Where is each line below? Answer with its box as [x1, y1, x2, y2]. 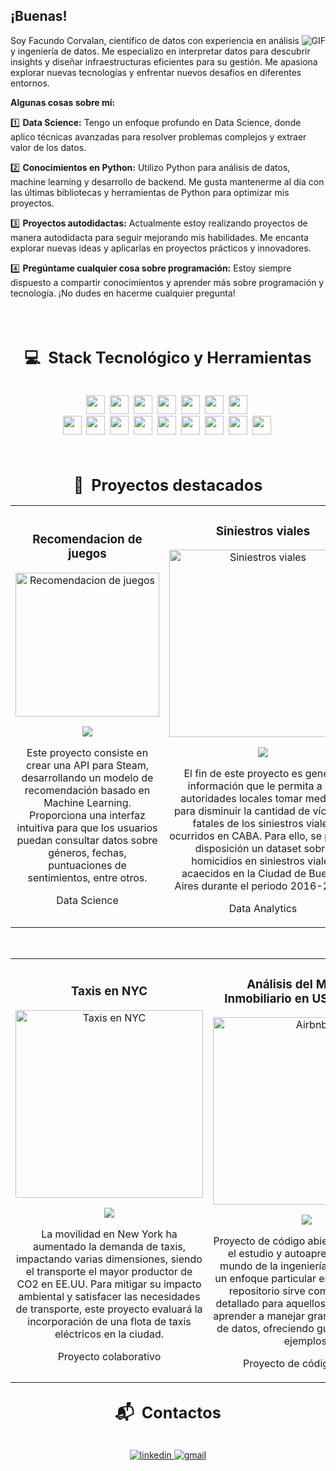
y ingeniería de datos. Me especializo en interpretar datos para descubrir [10, 45, 311, 57]
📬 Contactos [114, 1402, 222, 1423]
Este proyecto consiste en [26, 745, 149, 759]
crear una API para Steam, [25, 758, 150, 772]
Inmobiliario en [224, 990, 310, 1006]
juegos [68, 546, 107, 562]
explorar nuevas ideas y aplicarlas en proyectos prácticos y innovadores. [10, 242, 312, 254]
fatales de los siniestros [192, 817, 304, 831]
